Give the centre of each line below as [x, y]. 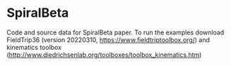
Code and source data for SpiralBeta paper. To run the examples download [115, 32]
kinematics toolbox [34, 47]
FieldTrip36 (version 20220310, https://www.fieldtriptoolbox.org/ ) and [108, 39]
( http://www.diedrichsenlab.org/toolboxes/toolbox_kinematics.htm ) [104, 55]
